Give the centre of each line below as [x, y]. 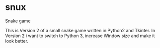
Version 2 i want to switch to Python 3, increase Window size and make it [80, 36]
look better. [17, 41]
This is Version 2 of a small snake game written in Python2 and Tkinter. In [80, 30]
